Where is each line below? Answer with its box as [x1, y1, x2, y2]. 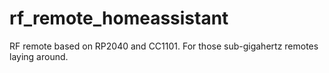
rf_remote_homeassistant [9, 7, 229, 30]
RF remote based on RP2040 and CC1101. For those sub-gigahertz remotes [9, 40, 319, 52]
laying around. [9, 50, 69, 62]
